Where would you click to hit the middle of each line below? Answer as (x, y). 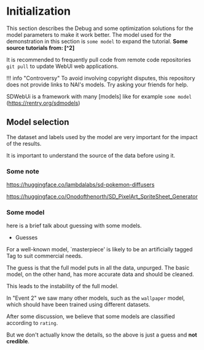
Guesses (26, 238)
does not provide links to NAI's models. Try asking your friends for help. (97, 85)
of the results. (24, 143)
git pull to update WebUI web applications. (62, 66)
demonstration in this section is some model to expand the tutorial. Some (97, 41)
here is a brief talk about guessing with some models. (74, 226)
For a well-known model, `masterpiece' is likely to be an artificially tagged (100, 249)
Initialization (38, 11)
